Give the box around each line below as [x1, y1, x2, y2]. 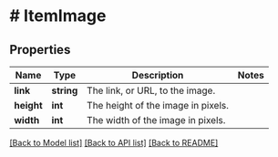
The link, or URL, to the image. [86, 84, 216, 97]
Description [131, 69, 184, 81]
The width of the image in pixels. [86, 114, 226, 126]
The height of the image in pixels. [86, 99, 230, 111]
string [51, 84, 78, 97]
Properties [9, 42, 71, 58]
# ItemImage [9, 5, 107, 26]
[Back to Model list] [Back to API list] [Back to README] [9, 138, 219, 148]
